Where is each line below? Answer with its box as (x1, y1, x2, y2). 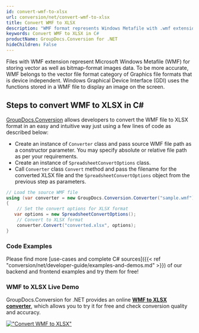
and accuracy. (6, 309, 41, 316)
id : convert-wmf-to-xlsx (6, 8, 68, 15)
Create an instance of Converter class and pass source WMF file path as (14, 140, 192, 147)
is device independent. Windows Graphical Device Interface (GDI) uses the (6, 76, 189, 84)
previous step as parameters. (14, 178, 86, 185)
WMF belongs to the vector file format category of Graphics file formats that (6, 71, 192, 78)
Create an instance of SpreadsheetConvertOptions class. (14, 159, 151, 166)
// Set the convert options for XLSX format (17, 206, 129, 212)
